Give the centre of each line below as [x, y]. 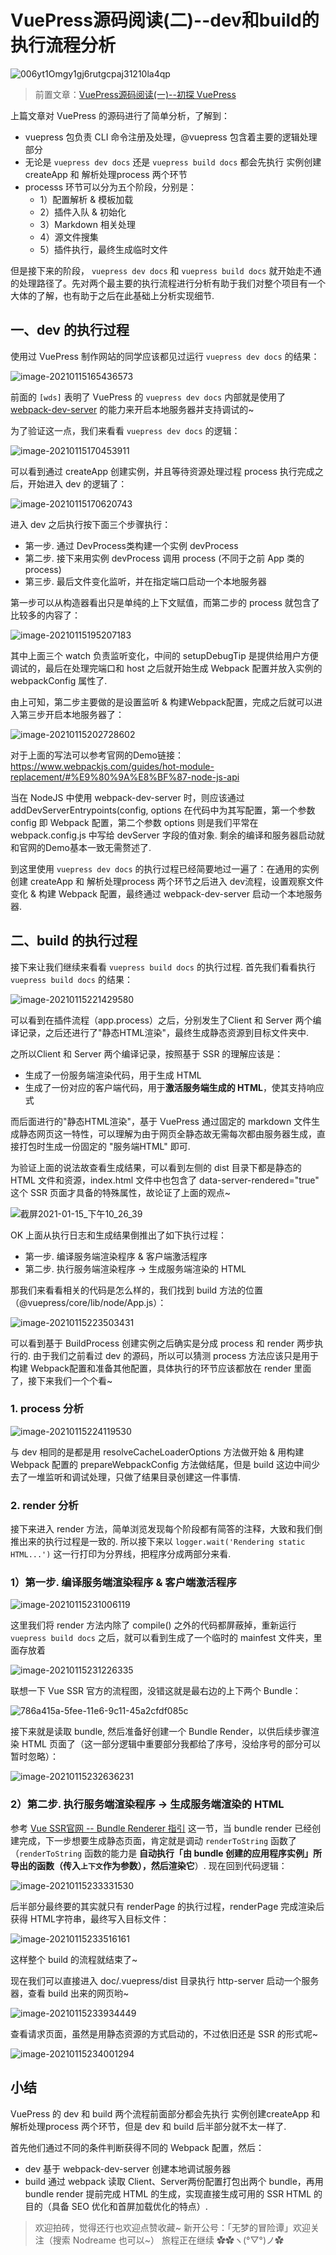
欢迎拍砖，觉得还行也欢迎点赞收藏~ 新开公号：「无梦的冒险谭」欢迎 [172, 2227]
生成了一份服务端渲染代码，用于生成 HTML [113, 1075]
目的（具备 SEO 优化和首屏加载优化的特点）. [116, 2206]
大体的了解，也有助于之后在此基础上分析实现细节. [112, 295]
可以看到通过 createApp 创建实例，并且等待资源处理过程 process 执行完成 [162, 471]
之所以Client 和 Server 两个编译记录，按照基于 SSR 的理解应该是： [147, 1053]
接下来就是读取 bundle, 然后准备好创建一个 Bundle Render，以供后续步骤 [161, 1732]
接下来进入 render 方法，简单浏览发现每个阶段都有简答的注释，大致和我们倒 [166, 1529]
